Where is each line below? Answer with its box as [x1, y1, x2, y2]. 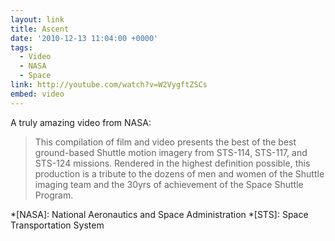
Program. [34, 189, 74, 201]
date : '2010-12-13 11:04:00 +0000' [10, 33, 159, 43]
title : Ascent [10, 24, 70, 34]
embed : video [10, 89, 65, 99]
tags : [10, 42, 33, 53]
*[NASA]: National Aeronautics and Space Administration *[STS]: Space [10, 208, 309, 220]
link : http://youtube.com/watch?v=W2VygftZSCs [10, 80, 208, 90]
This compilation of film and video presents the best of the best [34, 136, 297, 148]
